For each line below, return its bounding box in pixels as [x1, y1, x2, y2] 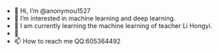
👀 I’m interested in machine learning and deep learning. [13, 14, 176, 22]
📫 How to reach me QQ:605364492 [13, 37, 121, 45]
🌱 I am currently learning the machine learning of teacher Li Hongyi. [13, 22, 213, 30]
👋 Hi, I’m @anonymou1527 [13, 7, 91, 15]
